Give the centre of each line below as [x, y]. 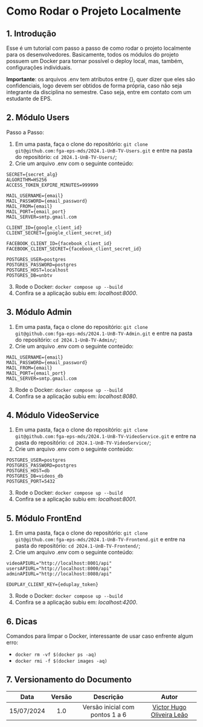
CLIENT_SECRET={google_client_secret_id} [59, 233]
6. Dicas [22, 621]
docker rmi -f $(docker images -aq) [61, 661]
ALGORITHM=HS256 [27, 180]
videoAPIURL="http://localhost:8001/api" [59, 563]
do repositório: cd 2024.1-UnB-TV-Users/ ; [66, 157]
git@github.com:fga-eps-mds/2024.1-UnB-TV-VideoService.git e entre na [105, 436]
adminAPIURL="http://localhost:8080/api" [59, 574]
